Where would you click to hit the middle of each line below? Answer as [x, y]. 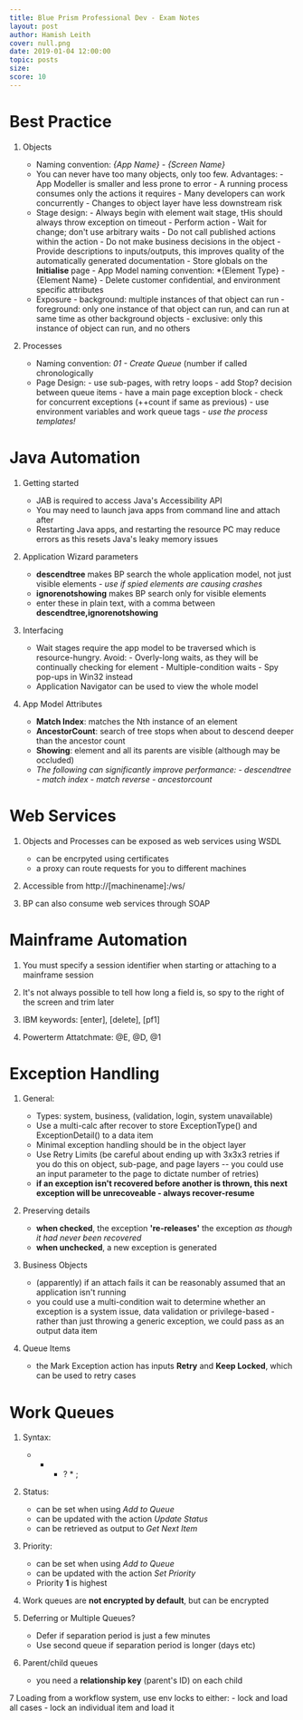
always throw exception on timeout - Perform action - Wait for [151, 222]
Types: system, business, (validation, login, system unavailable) [154, 1116]
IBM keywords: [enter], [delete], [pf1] [91, 1019]
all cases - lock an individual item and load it [92, 1708]
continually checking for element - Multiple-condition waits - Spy [157, 666]
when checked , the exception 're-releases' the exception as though [164, 1229]
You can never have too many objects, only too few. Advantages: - [160, 174]
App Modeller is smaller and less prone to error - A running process [162, 183]
